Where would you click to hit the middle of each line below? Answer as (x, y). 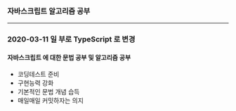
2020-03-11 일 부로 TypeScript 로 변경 (71, 39)
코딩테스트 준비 (38, 74)
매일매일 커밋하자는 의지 (51, 100)
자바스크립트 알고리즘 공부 (49, 11)
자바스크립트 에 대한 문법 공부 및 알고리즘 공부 (69, 57)
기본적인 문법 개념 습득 (48, 92)
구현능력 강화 (35, 83)
